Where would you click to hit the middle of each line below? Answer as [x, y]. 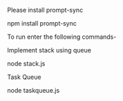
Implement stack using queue [49, 50]
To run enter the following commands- [62, 37]
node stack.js [26, 64]
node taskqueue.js [34, 90]
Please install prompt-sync [45, 10]
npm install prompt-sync [42, 23]
